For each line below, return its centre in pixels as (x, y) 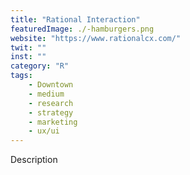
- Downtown (51, 85)
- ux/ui (44, 131)
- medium (46, 94)
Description (34, 160)
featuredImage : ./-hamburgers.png (82, 29)
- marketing (53, 122)
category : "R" (40, 66)
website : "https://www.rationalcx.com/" (96, 38)
